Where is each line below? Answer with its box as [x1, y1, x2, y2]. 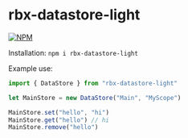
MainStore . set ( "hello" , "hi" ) [8, 108, 110, 116]
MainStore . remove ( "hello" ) [8, 123, 99, 132]
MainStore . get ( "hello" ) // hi [8, 115, 110, 124]
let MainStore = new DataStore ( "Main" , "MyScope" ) [8, 94, 182, 102]
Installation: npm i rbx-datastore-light [8, 48, 139, 57]
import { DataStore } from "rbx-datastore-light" [8, 79, 178, 87]
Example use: [8, 63, 54, 73]
